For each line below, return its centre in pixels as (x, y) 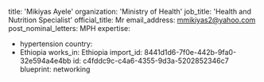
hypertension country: (56, 44)
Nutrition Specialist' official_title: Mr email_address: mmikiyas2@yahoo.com (132, 20)
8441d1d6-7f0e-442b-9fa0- (190, 52)
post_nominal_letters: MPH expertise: (70, 28)
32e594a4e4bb (45, 61)
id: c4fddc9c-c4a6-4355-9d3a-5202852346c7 (151, 61)
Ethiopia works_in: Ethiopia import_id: (81, 52)
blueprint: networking (55, 69)
